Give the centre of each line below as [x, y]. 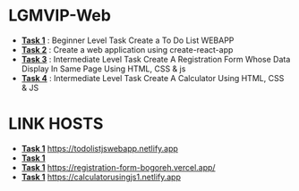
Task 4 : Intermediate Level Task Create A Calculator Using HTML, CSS [153, 78]
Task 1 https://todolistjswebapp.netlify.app [99, 148]
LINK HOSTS [56, 124]
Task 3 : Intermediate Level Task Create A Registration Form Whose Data [156, 59]
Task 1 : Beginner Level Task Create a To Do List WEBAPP [128, 40]
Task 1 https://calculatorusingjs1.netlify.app [101, 177]
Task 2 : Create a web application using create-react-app [127, 49]
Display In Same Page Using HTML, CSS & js [103, 69]
